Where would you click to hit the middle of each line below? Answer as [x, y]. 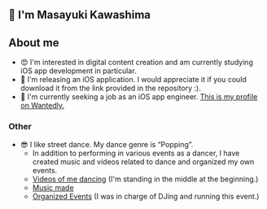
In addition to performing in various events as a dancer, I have [136, 153]
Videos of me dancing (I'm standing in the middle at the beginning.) [145, 179]
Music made [53, 187]
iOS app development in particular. [78, 71]
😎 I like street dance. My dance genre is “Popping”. [107, 144]
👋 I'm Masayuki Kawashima [79, 15]
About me [34, 43]
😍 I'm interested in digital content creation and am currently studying [137, 63]
